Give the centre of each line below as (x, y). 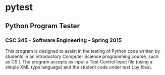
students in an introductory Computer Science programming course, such (82, 56)
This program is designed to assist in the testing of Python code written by (83, 51)
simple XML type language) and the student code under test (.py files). (79, 67)
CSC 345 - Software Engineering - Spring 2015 (64, 40)
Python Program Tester (42, 26)
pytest (19, 7)
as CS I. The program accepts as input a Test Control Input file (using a (79, 61)
